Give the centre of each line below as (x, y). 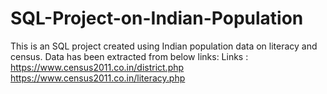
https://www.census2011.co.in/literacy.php (98, 78)
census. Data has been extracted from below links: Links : (129, 56)
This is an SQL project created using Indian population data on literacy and (164, 46)
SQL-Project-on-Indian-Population (157, 18)
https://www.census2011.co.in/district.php (97, 67)
